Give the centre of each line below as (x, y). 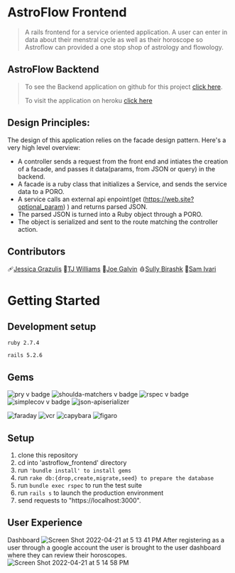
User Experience (45, 523)
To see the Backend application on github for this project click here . (124, 87)
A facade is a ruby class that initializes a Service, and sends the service (122, 184)
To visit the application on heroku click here (88, 100)
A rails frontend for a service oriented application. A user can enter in (126, 32)
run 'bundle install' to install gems (74, 470)
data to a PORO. (41, 191)
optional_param (40, 206)
